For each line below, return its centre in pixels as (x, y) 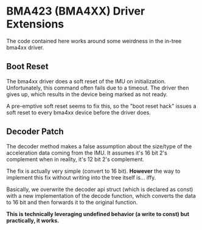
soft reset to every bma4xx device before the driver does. (78, 112)
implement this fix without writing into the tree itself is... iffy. (81, 177)
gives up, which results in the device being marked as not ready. (87, 94)
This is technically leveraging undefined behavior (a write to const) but (98, 214)
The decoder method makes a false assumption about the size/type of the (99, 146)
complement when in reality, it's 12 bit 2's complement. (75, 159)
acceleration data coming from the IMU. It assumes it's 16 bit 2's (87, 153)
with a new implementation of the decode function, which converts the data (101, 195)
